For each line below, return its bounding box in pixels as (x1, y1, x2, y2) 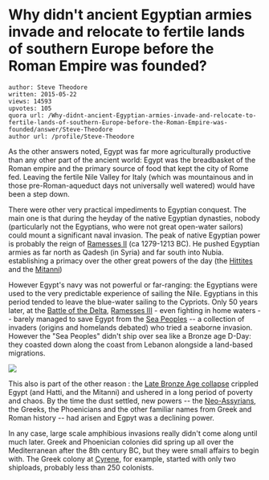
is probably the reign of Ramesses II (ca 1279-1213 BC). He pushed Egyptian (8, 238, 260, 248)
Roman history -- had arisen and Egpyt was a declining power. (8, 413, 215, 422)
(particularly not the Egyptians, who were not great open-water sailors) (8, 222, 243, 231)
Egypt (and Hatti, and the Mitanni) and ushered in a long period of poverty (8, 387, 253, 397)
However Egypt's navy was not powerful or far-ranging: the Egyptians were (8, 279, 259, 290)
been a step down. (8, 189, 70, 198)
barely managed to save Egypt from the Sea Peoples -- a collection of (13, 314, 245, 323)
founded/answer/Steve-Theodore (8, 125, 113, 133)
